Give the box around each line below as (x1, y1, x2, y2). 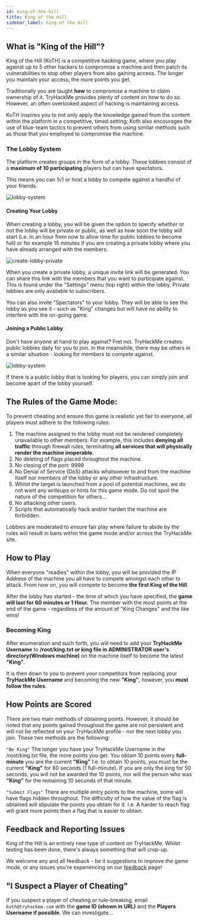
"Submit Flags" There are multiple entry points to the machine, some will (6, 788, 183, 795)
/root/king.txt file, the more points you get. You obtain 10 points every (6, 751, 176, 759)
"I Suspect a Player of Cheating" (6, 881, 128, 891)
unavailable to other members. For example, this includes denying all (14, 436, 183, 444)
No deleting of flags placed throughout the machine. (14, 455, 142, 462)
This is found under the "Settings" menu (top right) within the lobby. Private (6, 281, 190, 288)
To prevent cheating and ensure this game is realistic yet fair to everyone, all (6, 412, 192, 419)
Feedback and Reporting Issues (6, 825, 125, 835)
